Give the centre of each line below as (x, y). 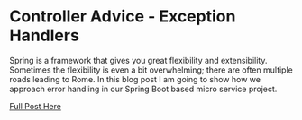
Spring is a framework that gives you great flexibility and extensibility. (138, 60)
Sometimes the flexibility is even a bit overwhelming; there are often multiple (151, 70)
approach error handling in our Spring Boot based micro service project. (143, 89)
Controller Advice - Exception (123, 17)
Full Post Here (35, 106)
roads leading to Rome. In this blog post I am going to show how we (135, 79)
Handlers (44, 35)
